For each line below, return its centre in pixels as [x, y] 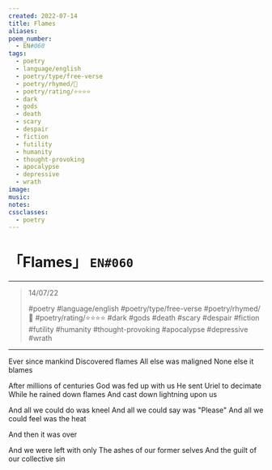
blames [21, 370]
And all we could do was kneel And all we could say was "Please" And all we [136, 410]
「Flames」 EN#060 [71, 263]
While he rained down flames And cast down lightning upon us [113, 395]
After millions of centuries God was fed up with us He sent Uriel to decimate [135, 386]
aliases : [23, 31]
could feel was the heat [47, 419]
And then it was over [43, 434]
